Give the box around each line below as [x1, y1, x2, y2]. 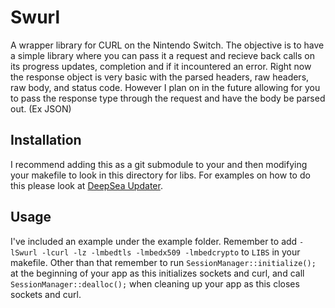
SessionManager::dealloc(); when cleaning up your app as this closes [10, 277, 300, 290]
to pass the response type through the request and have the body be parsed [10, 92, 326, 104]
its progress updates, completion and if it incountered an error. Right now [10, 60, 312, 72]
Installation [10, 132, 82, 149]
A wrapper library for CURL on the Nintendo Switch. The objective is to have [10, 39, 325, 51]
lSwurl [10, 247, 38, 258]
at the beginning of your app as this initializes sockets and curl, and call [10, 267, 305, 279]
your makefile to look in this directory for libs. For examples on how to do [10, 169, 311, 181]
